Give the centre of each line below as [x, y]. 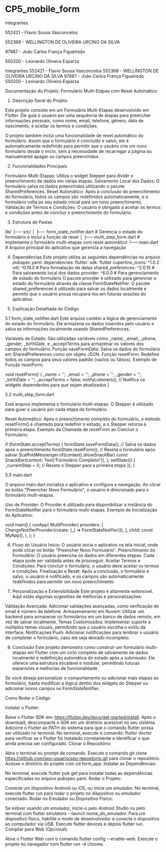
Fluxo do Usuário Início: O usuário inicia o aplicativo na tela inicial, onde [85, 545]
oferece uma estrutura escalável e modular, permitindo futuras [76, 663]
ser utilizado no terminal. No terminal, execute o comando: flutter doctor [79, 733]
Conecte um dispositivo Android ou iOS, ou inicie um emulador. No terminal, [82, 788]
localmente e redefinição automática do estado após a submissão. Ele [83, 657]
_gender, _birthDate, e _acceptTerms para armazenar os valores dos [75, 344]
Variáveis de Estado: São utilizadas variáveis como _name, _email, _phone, [81, 338]
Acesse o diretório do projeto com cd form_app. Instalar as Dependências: [81, 763]
